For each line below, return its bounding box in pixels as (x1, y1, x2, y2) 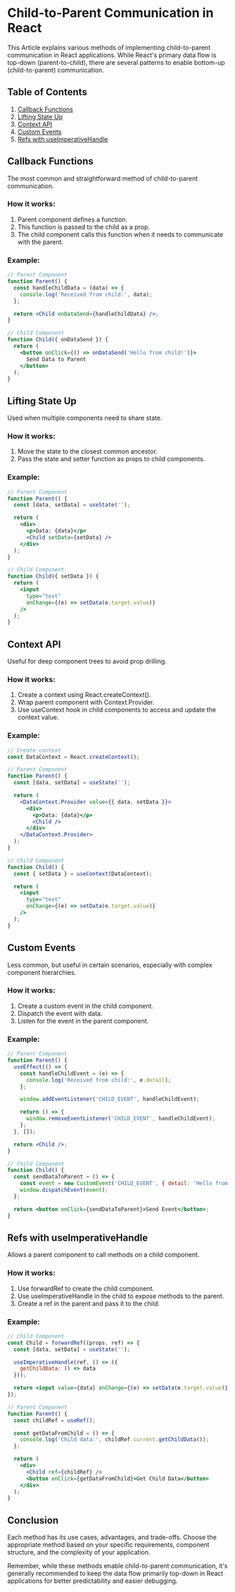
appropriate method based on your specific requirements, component (7, 1541, 210, 1549)
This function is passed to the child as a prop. (17, 222, 150, 231)
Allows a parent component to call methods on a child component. (7, 1251, 200, 1259)
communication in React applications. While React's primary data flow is (7, 51, 217, 59)
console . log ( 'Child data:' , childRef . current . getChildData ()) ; (20, 1436, 210, 1443)
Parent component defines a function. (17, 215, 128, 224)
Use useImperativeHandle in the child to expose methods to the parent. (17, 1292, 224, 1300)
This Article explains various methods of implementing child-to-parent (7, 43, 211, 51)
